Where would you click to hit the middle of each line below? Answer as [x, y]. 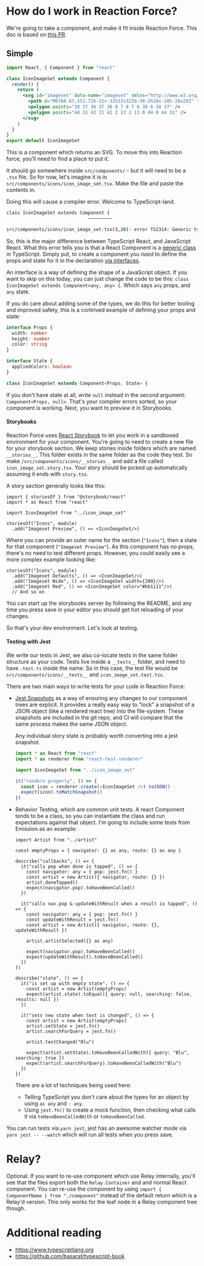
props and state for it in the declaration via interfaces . [73, 260]
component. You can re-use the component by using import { [84, 1189]
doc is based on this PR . [36, 34]
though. [16, 1208]
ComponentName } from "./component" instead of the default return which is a [102, 1195]
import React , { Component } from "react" [61, 67]
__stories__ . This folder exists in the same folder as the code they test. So [99, 455]
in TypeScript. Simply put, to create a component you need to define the [97, 254]
